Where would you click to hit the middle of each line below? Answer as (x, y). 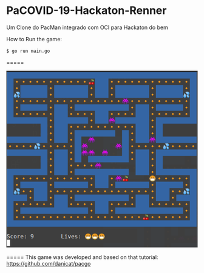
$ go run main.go (28, 51)
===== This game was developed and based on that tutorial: (82, 257)
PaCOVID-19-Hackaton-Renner (87, 11)
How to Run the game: (34, 39)
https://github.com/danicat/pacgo (49, 263)
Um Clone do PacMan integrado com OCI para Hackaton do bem (87, 27)
